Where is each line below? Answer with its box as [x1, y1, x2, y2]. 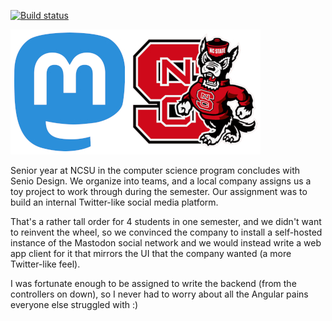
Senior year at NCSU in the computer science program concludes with [10, 165, 301, 176]
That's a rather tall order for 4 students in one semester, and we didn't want [10, 216, 322, 227]
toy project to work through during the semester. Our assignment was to [10, 186, 308, 197]
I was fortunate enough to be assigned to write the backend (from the [10, 278, 297, 289]
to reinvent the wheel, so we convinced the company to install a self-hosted [10, 226, 323, 238]
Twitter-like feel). [10, 258, 81, 270]
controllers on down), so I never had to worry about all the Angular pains [10, 288, 309, 300]
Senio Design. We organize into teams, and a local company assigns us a [10, 175, 312, 187]
